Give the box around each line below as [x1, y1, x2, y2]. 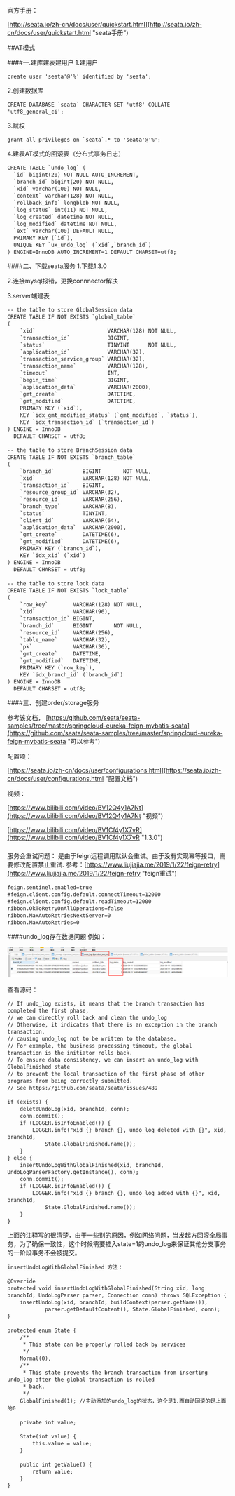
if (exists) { [7, 1098, 49, 1105]
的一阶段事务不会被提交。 [7, 1248, 81, 1257]
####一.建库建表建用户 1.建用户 [7, 58, 99, 67]
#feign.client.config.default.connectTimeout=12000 [7, 890, 161, 898]
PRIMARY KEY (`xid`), [20, 405, 83, 412]
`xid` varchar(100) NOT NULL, [13, 185, 101, 192]
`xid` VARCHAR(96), [20, 608, 111, 615]
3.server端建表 [7, 292, 50, 300]
